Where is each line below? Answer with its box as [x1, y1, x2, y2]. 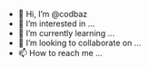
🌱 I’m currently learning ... [17, 28, 115, 38]
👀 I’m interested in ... [17, 18, 95, 29]
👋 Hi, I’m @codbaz [17, 9, 88, 19]
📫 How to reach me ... [17, 48, 103, 58]
